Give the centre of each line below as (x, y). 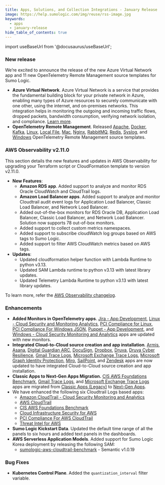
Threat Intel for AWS (40, 423)
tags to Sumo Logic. (40, 238)
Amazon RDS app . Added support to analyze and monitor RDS (83, 186)
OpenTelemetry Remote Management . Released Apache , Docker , (79, 127)
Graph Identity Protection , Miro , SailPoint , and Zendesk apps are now (82, 360)
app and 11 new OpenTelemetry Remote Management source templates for (81, 75)
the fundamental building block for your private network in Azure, (79, 95)
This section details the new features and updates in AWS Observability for (81, 161)
